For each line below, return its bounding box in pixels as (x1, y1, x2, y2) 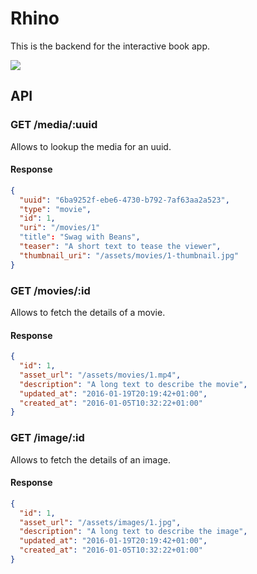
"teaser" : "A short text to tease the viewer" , (19, 242, 222, 252)
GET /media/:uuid (10, 118, 98, 132)
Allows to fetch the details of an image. (10, 453, 171, 466)
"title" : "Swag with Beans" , (19, 232, 141, 242)
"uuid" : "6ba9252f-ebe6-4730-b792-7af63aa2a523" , (19, 195, 230, 205)
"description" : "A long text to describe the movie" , (19, 379, 248, 389)
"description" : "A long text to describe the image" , (19, 527, 248, 537)
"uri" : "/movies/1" (19, 223, 101, 233)
